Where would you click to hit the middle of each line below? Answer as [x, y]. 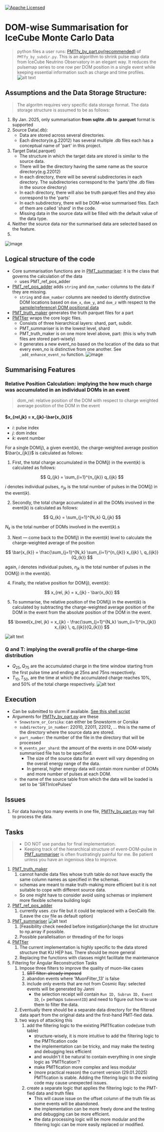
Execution [21, 699]
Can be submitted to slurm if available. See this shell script [71, 711]
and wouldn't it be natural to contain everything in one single [95, 1057]
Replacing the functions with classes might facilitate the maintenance [89, 958]
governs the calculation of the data [47, 276]
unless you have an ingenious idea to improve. [71, 860]
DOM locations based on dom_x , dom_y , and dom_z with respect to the [88, 302]
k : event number [29, 438]
